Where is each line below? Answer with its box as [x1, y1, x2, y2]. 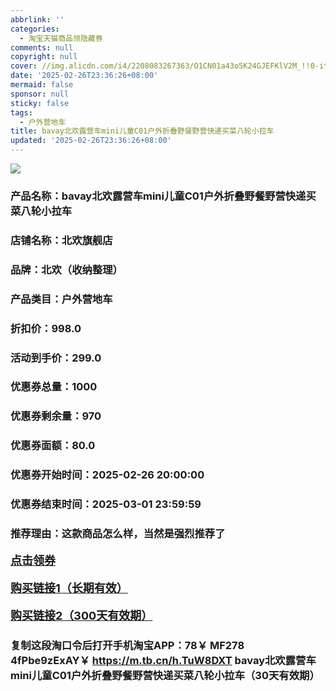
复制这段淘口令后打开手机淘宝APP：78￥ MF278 [10, 638, 245, 652]
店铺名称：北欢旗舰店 [10, 233, 113, 247]
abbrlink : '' [10, 14, 65, 25]
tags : [10, 107, 33, 118]
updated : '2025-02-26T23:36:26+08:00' [10, 136, 172, 146]
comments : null [10, 42, 74, 53]
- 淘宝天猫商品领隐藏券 [19, 33, 103, 43]
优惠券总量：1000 [10, 380, 98, 394]
